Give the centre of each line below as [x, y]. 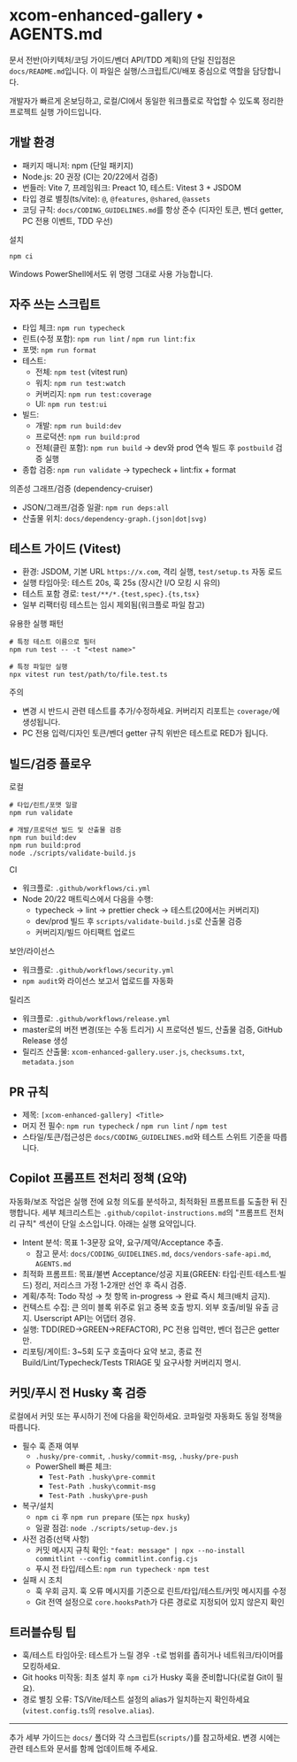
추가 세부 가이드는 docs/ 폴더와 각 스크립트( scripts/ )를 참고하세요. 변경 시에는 [145, 1738]
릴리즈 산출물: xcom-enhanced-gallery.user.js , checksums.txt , [133, 1052]
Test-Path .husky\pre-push [98, 1496]
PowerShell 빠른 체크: [73, 1466]
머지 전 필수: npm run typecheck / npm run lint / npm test [125, 1126]
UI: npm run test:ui [71, 404]
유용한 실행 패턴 [37, 624]
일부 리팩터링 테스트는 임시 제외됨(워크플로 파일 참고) [113, 605]
